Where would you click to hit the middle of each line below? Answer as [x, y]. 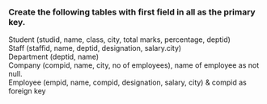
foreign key [27, 91]
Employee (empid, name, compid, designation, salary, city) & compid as [127, 82]
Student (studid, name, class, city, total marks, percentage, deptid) [119, 40]
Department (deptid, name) [54, 57]
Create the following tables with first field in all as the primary [132, 12]
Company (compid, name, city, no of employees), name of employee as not [134, 65]
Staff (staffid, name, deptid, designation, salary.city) [95, 48]
